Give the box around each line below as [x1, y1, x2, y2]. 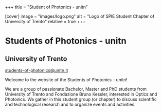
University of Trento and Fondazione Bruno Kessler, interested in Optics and [5, 91, 157, 97]
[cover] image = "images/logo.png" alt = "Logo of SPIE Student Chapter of [5, 14, 155, 19]
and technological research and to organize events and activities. [5, 101, 136, 107]
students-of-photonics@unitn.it [5, 68, 68, 73]
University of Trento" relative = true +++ [5, 19, 86, 24]
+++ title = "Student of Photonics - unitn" [5, 4, 88, 10]
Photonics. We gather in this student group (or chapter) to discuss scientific [5, 97, 157, 102]
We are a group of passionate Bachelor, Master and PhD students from [5, 86, 147, 92]
